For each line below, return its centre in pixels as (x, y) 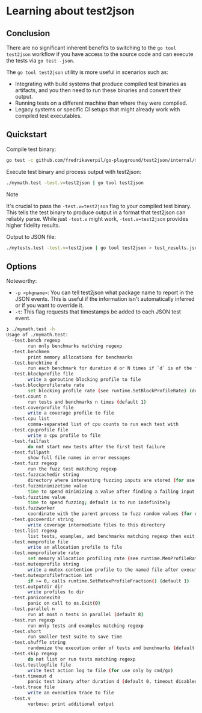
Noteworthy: (22, 281)
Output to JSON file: (31, 236)
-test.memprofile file (40, 542)
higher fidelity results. (33, 225)
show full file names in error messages (79, 458)
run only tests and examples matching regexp (86, 626)
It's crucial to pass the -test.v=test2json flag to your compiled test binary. (99, 206)
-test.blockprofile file (43, 374)
